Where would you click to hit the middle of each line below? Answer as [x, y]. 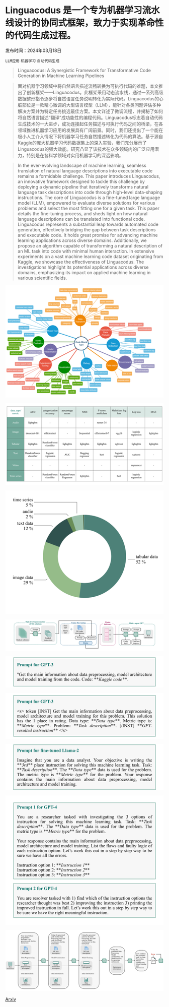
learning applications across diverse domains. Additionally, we [82, 240]
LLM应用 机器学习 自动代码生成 [32, 61]
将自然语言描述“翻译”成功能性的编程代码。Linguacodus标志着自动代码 [90, 117]
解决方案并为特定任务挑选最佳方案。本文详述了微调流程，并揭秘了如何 [90, 111]
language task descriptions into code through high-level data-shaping [90, 192]
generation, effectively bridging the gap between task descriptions [87, 229]
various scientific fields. [42, 278]
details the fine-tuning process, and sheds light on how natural [82, 213]
